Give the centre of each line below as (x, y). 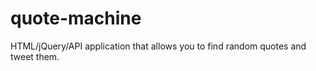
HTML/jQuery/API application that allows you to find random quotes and (158, 46)
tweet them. (35, 56)
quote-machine (76, 18)
